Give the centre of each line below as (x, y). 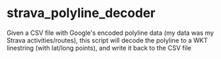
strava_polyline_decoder (81, 13)
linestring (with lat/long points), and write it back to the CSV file (99, 48)
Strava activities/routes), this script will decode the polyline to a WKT (107, 40)
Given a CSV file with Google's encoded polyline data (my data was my (110, 33)
